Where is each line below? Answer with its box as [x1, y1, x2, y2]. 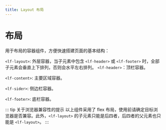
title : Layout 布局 [5, 7, 44, 12]
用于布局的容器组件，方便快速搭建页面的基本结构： [5, 48, 110, 54]
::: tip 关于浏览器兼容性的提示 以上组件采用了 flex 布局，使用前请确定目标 [5, 106, 154, 112]
